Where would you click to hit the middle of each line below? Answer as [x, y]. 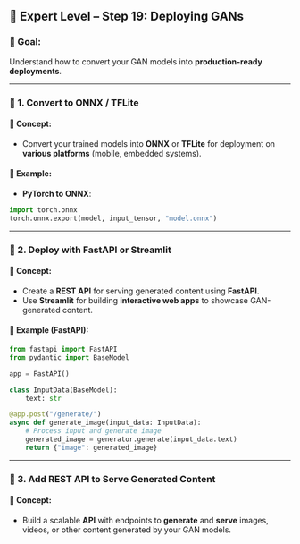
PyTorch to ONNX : [57, 194]
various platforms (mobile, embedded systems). [112, 153]
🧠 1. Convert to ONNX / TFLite [74, 102]
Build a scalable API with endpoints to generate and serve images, [146, 520]
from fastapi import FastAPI [63, 350]
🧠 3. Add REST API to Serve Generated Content [112, 479]
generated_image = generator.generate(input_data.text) [132, 439]
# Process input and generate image [94, 431]
